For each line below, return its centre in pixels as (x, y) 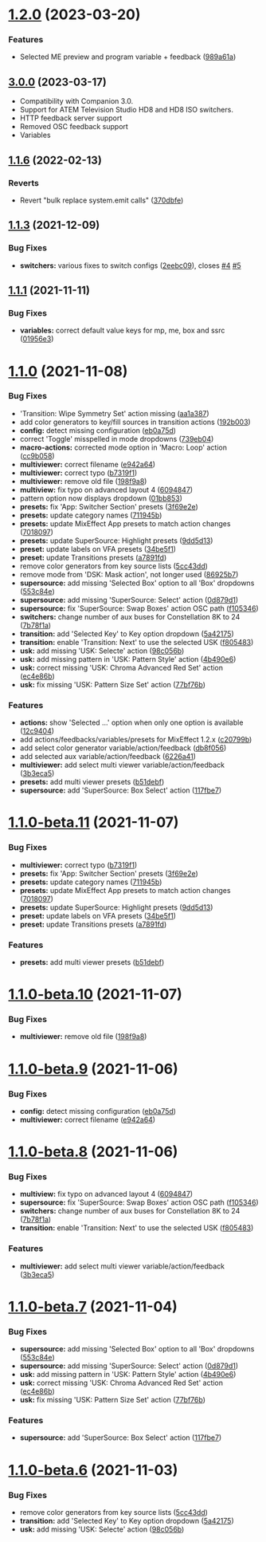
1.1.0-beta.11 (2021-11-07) (94, 822)
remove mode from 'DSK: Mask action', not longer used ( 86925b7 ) (129, 574)
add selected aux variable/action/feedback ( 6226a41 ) (108, 757)
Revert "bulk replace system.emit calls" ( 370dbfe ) (102, 200)
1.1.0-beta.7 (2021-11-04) (93, 1306)
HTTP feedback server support (71, 118)
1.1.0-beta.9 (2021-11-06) (94, 1069)
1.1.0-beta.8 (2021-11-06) (93, 1152)
